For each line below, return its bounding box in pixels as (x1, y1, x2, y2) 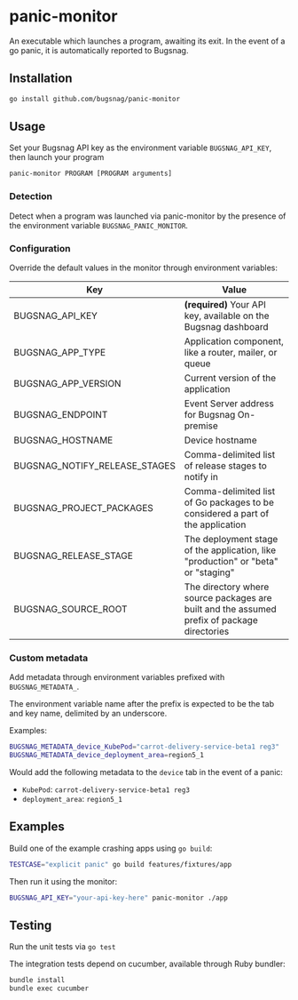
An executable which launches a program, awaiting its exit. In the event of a (9, 36, 286, 46)
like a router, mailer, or (184, 346, 278, 358)
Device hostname (184, 434, 257, 446)
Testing (9, 917, 52, 932)
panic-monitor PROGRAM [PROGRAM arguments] (9, 169, 173, 179)
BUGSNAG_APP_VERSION (13, 377, 122, 389)
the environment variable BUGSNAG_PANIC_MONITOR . (9, 220, 189, 230)
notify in (184, 470, 219, 483)
